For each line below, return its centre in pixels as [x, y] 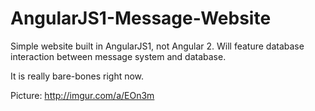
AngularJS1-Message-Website [141, 18]
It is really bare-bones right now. [77, 76]
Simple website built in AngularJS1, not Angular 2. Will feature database [157, 46]
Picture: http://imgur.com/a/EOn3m [82, 95]
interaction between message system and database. [118, 56]
